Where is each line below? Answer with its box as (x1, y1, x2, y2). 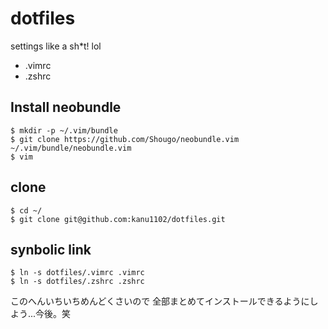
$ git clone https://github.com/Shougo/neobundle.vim (10, 134, 240, 144)
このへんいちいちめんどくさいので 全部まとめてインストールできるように (10, 295, 310, 307)
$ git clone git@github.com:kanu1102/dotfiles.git (10, 214, 226, 224)
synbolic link (10, 241, 92, 258)
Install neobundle (10, 99, 122, 116)
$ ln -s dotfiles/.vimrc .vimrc (10, 268, 145, 278)
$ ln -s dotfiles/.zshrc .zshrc (10, 277, 145, 287)
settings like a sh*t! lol (10, 40, 102, 52)
